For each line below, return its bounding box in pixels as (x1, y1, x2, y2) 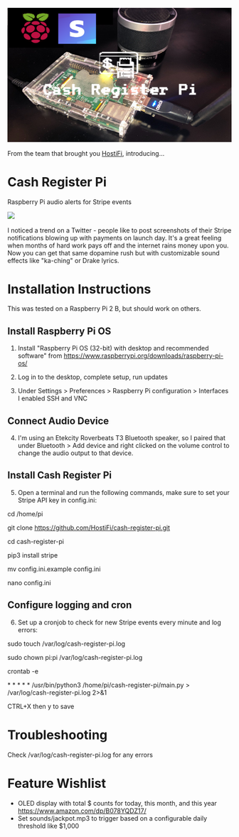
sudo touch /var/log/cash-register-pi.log (7, 639, 126, 648)
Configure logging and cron (7, 599, 132, 612)
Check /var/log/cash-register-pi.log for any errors (7, 750, 153, 759)
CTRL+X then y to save (7, 702, 75, 710)
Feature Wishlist (7, 775, 107, 791)
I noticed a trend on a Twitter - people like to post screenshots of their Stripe (7, 225, 232, 235)
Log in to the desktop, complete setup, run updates (17, 373, 169, 381)
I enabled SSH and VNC (17, 394, 87, 402)
